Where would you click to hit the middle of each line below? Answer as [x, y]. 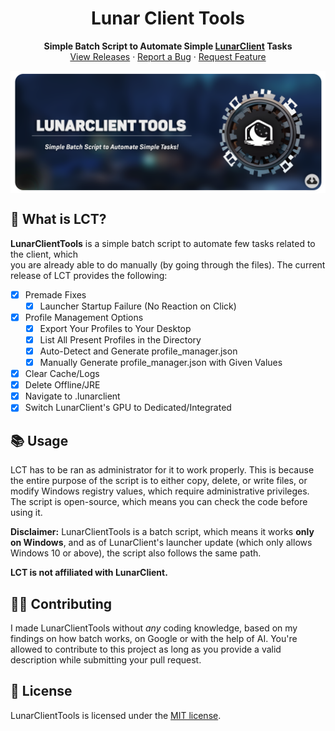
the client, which [44, 254]
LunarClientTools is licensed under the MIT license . [116, 715]
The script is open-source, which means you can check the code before [159, 502]
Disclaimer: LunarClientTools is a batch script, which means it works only [162, 532]
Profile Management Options [84, 317]
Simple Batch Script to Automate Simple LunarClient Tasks [168, 46]
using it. [26, 513]
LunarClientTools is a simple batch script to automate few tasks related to [163, 243]
